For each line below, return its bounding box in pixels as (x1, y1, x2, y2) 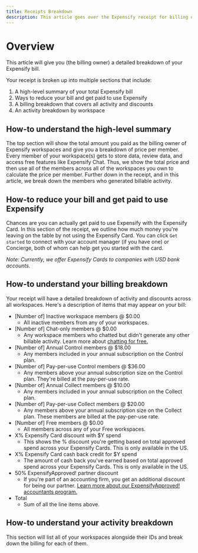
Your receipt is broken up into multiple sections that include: (6, 77, 152, 84)
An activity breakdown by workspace (14, 107, 105, 114)
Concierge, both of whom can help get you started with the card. (6, 244, 164, 251)
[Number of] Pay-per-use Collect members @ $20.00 (14, 400, 145, 407)
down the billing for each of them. (6, 539, 88, 547)
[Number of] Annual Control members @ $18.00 (14, 343, 131, 351)
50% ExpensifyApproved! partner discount (14, 469, 118, 476)
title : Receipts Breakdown (6, 8, 72, 15)
